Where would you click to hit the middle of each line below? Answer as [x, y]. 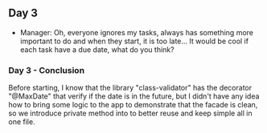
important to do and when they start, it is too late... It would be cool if [134, 41]
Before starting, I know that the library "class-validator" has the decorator [130, 88]
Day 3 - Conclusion [47, 70]
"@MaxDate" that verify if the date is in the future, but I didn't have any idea [134, 96]
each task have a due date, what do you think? [97, 49]
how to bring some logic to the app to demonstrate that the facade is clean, [133, 105]
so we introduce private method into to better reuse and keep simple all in [130, 113]
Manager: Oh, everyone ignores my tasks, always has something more [136, 32]
